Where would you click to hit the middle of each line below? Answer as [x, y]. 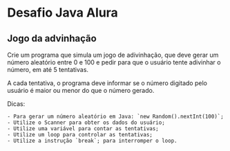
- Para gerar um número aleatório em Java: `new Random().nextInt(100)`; [116, 116]
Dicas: [16, 104]
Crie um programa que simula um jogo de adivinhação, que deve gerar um [113, 55]
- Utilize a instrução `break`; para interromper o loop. [92, 141]
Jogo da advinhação [52, 38]
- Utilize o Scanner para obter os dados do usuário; [86, 123]
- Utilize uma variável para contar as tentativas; [83, 129]
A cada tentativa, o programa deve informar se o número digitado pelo [107, 83]
